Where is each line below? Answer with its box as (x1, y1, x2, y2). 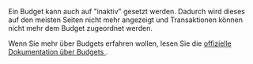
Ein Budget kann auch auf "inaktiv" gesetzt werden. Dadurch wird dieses (8, 7, 245, 16)
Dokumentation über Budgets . (8, 47, 108, 56)
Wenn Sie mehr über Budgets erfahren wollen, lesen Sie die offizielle (8, 39, 232, 48)
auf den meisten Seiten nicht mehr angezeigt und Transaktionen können (8, 15, 244, 24)
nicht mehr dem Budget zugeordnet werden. (8, 24, 153, 32)
